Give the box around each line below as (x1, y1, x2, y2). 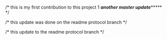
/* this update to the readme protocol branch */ (5, 29, 104, 34)
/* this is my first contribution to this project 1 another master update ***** (5, 4, 162, 10)
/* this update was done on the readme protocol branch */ (5, 19, 127, 25)
